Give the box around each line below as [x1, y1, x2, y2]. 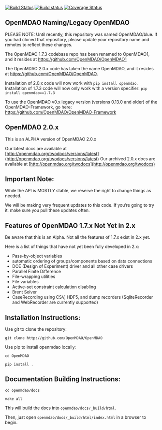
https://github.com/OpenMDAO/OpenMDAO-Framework [5, 109, 117, 115]
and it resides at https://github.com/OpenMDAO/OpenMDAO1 [5, 56, 127, 62]
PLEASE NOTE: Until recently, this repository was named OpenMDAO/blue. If [5, 31, 158, 37]
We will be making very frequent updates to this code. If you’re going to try [5, 202, 155, 208]
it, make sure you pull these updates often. [5, 207, 90, 213]
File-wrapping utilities [12, 274, 56, 279]
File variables [12, 279, 39, 285]
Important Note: [5, 175, 54, 184]
